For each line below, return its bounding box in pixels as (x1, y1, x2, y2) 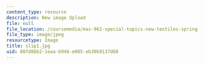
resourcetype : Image (6, 37, 59, 43)
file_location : (6, 26, 45, 32)
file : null (6, 20, 34, 26)
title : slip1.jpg (6, 43, 51, 49)
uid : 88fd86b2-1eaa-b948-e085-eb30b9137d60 (6, 49, 119, 55)
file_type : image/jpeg (6, 32, 64, 38)
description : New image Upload (6, 15, 86, 21)
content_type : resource (6, 9, 67, 15)
